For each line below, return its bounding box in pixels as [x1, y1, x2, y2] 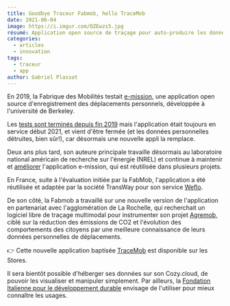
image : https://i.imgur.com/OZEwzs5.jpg [7, 23, 125, 29]
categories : [7, 36, 41, 42]
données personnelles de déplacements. [7, 233, 122, 241]
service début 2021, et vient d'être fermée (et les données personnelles [7, 127, 209, 136]
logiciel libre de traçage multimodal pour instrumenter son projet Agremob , [7, 211, 218, 219]
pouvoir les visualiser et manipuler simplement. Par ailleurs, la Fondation [7, 277, 211, 285]
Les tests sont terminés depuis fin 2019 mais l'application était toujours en [7, 120, 216, 129]
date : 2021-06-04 [7, 16, 57, 23]
